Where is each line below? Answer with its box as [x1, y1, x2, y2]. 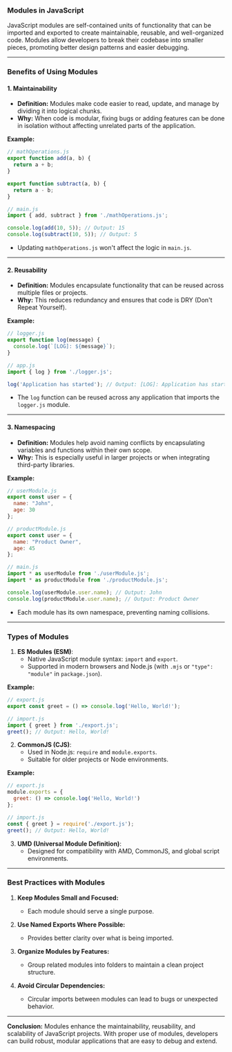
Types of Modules [7, 632, 69, 642]
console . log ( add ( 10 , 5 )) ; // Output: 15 [7, 224, 126, 232]
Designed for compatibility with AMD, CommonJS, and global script [27, 846, 220, 855]
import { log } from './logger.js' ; [7, 368, 113, 375]
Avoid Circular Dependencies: [17, 981, 106, 990]
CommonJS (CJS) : [17, 741, 72, 749]
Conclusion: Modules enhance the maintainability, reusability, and [7, 1022, 195, 1030]
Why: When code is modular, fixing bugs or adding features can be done [17, 114, 225, 123]
